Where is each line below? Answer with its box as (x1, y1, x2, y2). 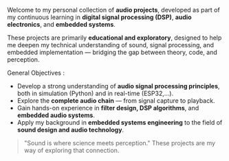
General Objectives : (7, 69, 65, 77)
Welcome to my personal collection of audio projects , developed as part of (7, 6, 220, 14)
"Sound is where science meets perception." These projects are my (23, 139, 215, 147)
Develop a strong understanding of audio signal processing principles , (17, 82, 220, 90)
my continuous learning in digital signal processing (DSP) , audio (7, 13, 192, 21)
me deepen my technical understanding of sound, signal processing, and (7, 41, 215, 49)
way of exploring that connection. (23, 147, 120, 154)
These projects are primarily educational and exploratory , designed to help (7, 34, 222, 42)
